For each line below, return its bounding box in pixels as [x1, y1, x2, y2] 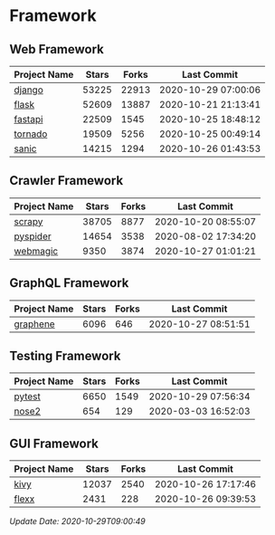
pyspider [14, 230, 52, 243]
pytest [14, 390, 41, 403]
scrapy [14, 215, 43, 227]
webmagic [14, 244, 59, 257]
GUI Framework [9, 435, 100, 451]
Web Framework [9, 42, 104, 57]
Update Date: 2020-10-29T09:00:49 [9, 516, 147, 527]
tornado [14, 128, 48, 140]
